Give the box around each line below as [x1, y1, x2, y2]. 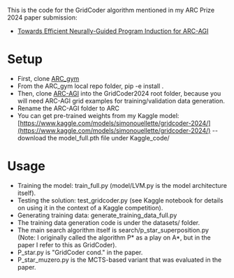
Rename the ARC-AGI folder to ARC [17, 104, 120, 112]
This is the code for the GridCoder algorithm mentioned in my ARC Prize [7, 6, 215, 14]
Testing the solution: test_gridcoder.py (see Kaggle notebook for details [17, 196, 224, 205]
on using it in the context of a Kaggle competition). [17, 203, 163, 212]
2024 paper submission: [7, 13, 78, 22]
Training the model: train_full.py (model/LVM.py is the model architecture [17, 181, 227, 189]
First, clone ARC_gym [17, 74, 80, 82]
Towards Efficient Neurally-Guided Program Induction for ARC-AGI [17, 27, 209, 35]
